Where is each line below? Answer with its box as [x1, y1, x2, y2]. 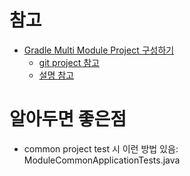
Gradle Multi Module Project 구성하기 [23, 44, 175, 56]
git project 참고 [38, 56, 100, 68]
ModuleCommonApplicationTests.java [23, 154, 181, 166]
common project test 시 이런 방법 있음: [23, 142, 179, 155]
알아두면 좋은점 [9, 108, 127, 131]
